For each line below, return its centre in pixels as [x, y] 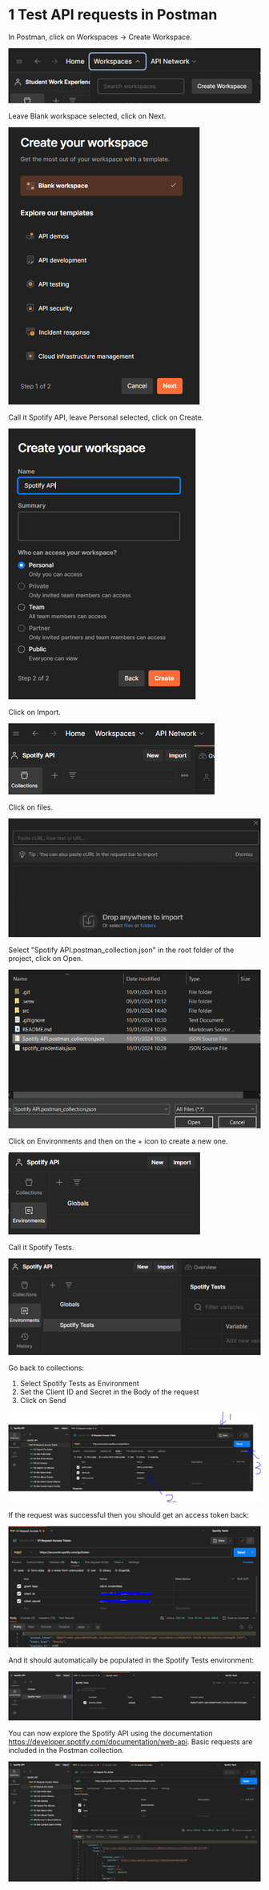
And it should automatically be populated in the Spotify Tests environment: [131, 1660]
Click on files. [31, 807]
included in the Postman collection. [66, 1751]
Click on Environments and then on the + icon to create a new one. [118, 1141]
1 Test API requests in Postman [113, 15]
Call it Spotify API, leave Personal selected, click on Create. [106, 417]
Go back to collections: [46, 1368]
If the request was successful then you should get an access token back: [129, 1515]
